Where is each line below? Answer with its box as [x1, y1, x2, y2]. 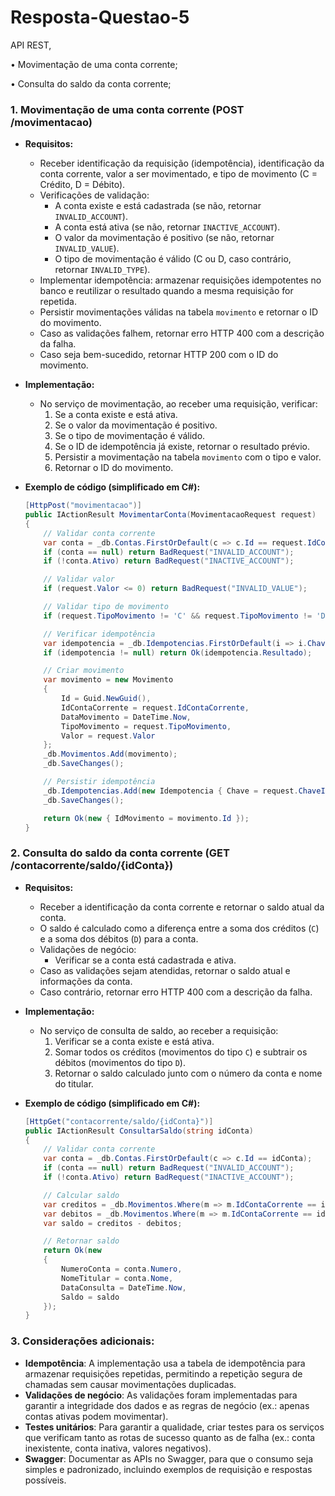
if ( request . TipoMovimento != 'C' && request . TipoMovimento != [43, 611, 313, 621]
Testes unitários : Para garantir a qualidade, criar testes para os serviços [24, 1421, 325, 1433]
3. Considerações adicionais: [10, 1334, 155, 1348]
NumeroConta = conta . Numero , [61, 1264, 183, 1275]
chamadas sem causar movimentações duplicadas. [24, 1378, 237, 1390]
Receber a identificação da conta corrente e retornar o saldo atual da [39, 901, 325, 913]
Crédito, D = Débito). [39, 179, 126, 191]
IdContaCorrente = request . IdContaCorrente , [61, 702, 250, 713]
